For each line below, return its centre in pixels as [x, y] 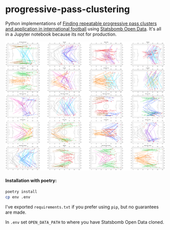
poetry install [21, 192]
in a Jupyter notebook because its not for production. [61, 34]
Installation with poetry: [31, 180]
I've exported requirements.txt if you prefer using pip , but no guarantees [82, 207]
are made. [16, 212]
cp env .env [18, 197]
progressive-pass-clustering [68, 9]
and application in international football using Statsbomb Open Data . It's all [83, 28]
